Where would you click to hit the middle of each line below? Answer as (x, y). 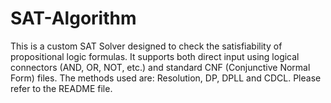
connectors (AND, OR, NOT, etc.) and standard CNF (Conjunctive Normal (160, 67)
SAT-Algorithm (73, 18)
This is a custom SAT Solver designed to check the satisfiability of (146, 46)
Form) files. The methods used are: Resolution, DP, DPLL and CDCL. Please (166, 78)
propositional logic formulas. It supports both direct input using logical (155, 56)
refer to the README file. (61, 88)
